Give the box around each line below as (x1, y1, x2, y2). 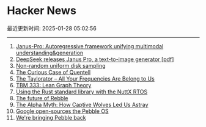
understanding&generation (15, 49, 84, 56)
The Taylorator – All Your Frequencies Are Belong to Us (15, 74, 155, 82)
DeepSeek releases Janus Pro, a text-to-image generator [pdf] (15, 56, 174, 63)
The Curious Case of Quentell (15, 68, 91, 76)
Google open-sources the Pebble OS (15, 107, 109, 115)
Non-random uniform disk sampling (15, 62, 106, 69)
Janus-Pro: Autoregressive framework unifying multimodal (15, 42, 164, 49)
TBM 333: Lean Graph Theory (15, 81, 92, 89)
